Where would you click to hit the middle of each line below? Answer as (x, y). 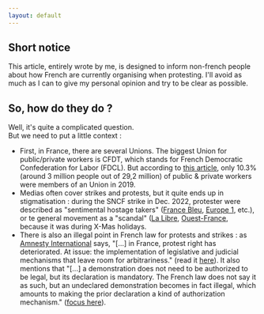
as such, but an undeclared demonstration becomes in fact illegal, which (138, 286)
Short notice (40, 48)
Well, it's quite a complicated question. (71, 127)
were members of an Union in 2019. (77, 185)
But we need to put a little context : (65, 136)
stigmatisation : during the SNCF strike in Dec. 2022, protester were (130, 202)
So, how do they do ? (60, 108)
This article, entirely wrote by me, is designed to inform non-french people (130, 66)
